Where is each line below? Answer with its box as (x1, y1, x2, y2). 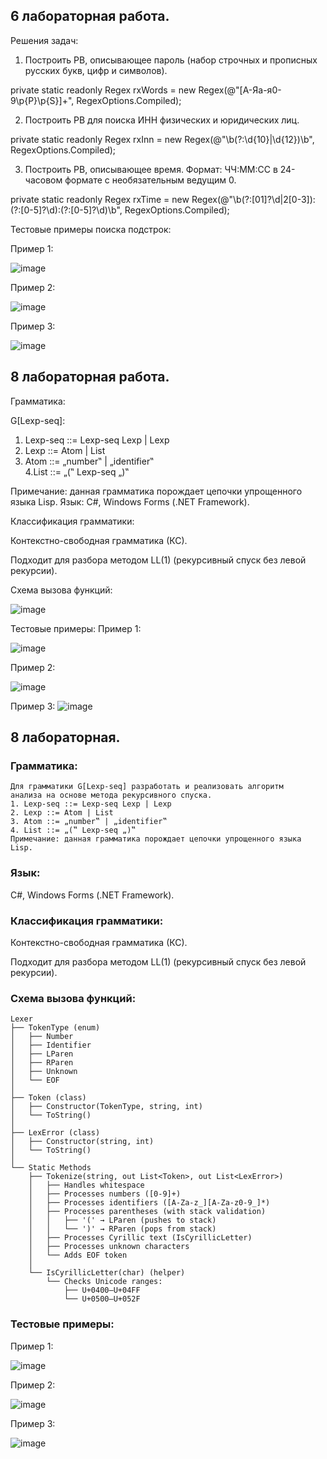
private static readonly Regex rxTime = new (10, 193, 190, 205)
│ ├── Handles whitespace (28, 1180, 145, 1191)
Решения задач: (10, 34, 79, 46)
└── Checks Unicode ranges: (46, 1277, 163, 1287)
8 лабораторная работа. (10, 369, 170, 386)
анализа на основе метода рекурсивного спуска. (10, 790, 213, 801)
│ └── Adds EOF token (28, 1250, 128, 1261)
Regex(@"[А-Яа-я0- (198, 84, 282, 96)
